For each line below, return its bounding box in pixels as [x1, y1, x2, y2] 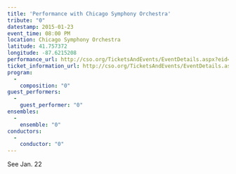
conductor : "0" [20, 141, 65, 148]
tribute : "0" [7, 17, 46, 24]
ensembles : [7, 108, 39, 115]
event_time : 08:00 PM [7, 29, 71, 37]
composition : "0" [20, 82, 71, 89]
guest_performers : [7, 88, 61, 95]
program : [7, 69, 33, 76]
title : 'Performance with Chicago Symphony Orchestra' [7, 10, 171, 18]
